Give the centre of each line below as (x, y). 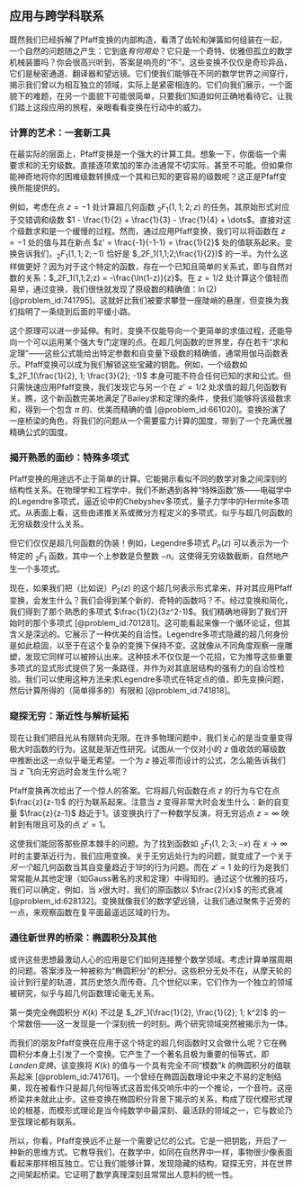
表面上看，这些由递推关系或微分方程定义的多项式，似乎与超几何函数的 (163, 512)
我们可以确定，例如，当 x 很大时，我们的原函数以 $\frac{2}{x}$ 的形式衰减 (146, 890)
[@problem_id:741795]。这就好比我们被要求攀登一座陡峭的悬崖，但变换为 (145, 300)
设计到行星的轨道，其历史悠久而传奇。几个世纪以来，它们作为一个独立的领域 (151, 982)
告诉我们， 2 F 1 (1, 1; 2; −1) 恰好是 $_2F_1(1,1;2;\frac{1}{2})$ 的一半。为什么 (148, 254)
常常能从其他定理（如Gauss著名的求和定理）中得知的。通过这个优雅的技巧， (151, 879)
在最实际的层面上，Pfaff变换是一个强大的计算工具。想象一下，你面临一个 (144, 154)
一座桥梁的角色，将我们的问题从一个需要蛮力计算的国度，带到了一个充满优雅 (151, 421)
